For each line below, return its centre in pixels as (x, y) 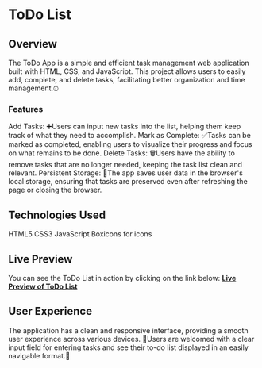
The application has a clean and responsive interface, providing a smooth (128, 330)
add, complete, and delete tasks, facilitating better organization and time (127, 80)
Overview (33, 44)
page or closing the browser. (55, 190)
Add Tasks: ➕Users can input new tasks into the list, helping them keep (125, 126)
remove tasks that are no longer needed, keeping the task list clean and (125, 165)
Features (26, 109)
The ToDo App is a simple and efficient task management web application (129, 63)
